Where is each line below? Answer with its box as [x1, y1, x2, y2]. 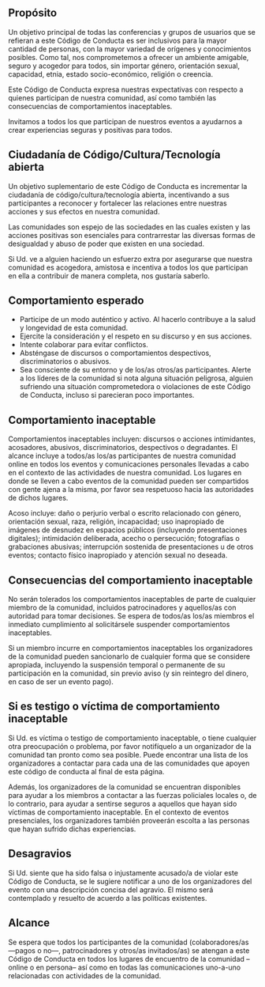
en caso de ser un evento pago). [8, 677, 114, 686]
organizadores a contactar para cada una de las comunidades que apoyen [8, 758, 250, 768]
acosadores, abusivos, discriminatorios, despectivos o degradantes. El [8, 443, 238, 452]
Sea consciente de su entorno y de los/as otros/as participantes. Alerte [19, 365, 252, 375]
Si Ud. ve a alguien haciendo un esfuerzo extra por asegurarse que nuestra [8, 254, 252, 263]
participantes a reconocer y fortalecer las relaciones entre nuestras [8, 198, 227, 208]
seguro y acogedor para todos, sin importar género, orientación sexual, [8, 61, 241, 70]
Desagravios [8, 847, 72, 860]
